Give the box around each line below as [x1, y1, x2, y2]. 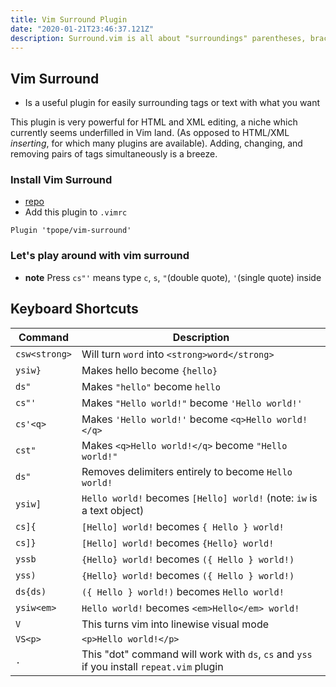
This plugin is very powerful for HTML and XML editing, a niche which [10, 116, 298, 128]
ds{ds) [15, 586, 47, 597]
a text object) [81, 503, 145, 517]
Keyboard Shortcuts [10, 301, 139, 318]
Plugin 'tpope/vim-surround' [10, 226, 132, 236]
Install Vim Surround [10, 173, 113, 187]
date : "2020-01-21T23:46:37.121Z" [10, 24, 155, 34]
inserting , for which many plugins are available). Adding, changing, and [10, 137, 303, 150]
